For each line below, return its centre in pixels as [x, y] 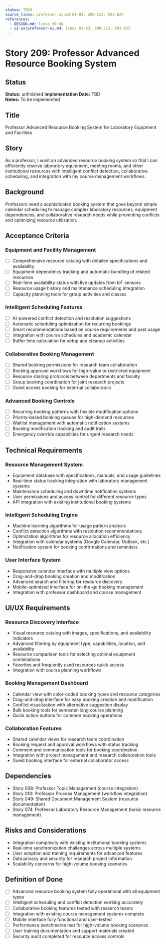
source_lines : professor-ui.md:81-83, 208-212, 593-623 [64, 14]
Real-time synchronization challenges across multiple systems [77, 847]
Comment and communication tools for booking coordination [75, 749]
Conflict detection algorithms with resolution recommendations [77, 531]
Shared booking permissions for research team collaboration [75, 365]
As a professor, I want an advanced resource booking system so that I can [82, 160]
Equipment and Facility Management [51, 249]
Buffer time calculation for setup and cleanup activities [68, 341]
